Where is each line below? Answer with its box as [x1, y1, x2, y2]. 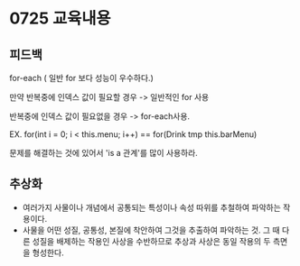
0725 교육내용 [9, 8, 111, 29]
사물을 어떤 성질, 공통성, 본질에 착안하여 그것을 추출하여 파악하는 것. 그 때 [22, 225, 280, 235]
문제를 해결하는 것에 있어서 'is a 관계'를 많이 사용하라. [9, 148, 199, 158]
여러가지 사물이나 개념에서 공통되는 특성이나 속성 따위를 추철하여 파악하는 [22, 202, 282, 213]
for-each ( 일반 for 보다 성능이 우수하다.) [9, 73, 154, 83]
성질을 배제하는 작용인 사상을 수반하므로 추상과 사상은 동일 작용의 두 [32, 235, 271, 246]
